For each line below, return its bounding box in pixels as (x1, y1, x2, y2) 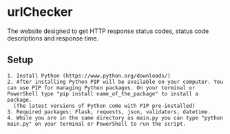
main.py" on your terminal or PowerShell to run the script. (7, 120, 187, 127)
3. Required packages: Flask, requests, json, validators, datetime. (7, 108, 211, 115)
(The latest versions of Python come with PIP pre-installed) (13, 102, 196, 109)
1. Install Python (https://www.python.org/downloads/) (7, 72, 171, 79)
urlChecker (7, 4, 73, 20)
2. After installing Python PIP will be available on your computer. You (7, 78, 224, 85)
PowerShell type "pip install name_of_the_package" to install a (7, 90, 198, 97)
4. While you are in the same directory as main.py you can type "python (7, 114, 224, 121)
